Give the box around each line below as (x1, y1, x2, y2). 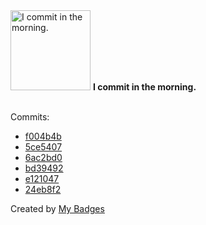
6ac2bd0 (24, 152, 63, 163)
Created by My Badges (10, 203, 105, 214)
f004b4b (24, 130, 62, 142)
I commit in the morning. (92, 81, 197, 93)
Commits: (10, 111, 50, 123)
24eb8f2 (24, 184, 62, 195)
